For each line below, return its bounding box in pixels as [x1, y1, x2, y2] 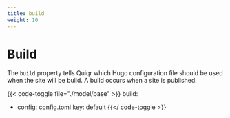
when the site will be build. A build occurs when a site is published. [7, 77, 198, 85]
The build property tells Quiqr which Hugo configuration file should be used [7, 69, 224, 77]
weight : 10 [7, 17, 39, 23]
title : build [7, 10, 45, 17]
